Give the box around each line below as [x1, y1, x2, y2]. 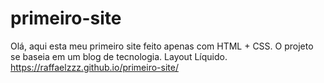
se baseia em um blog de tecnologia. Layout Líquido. [10, 50, 228, 62]
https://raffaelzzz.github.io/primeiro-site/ [10, 61, 179, 73]
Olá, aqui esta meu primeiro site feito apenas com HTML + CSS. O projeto [10, 40, 314, 52]
